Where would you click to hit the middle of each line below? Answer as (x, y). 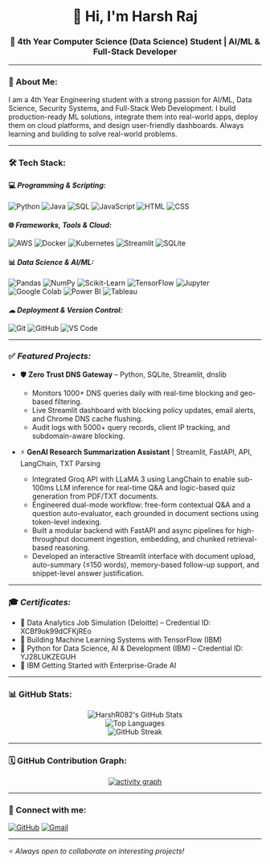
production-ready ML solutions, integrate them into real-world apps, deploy (133, 117)
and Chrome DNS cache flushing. (87, 419)
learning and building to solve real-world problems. (93, 134)
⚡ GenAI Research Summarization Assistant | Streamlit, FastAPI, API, (136, 452)
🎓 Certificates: (40, 601)
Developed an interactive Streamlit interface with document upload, (143, 556)
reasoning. (72, 548)
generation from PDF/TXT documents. (95, 496)
